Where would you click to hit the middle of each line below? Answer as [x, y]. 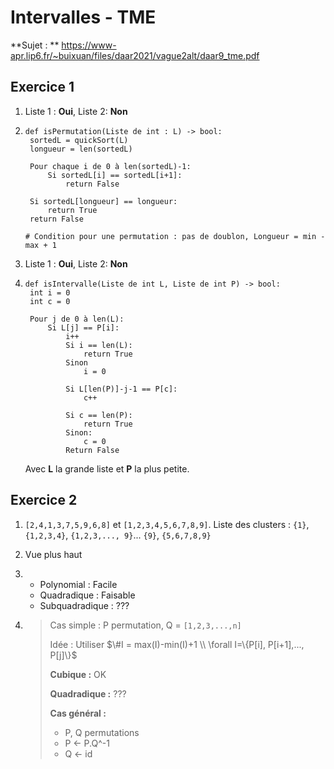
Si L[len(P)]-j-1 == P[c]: [121, 389]
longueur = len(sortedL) [81, 149]
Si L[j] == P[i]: [83, 327]
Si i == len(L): [99, 345]
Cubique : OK [78, 674]
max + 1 [40, 245]
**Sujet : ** [35, 45]
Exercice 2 [44, 500]
